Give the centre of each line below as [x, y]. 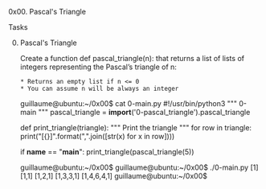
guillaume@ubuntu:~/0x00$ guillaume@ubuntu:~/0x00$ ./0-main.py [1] [139, 167]
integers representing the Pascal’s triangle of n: [98, 67]
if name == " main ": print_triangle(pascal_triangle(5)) [107, 152]
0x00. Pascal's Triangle [47, 12]
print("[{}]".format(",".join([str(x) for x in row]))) [97, 136]
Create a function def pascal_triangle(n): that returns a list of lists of [132, 58]
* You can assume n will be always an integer [99, 88]
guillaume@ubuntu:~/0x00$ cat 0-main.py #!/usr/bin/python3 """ [129, 103]
